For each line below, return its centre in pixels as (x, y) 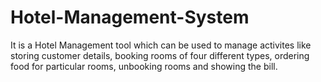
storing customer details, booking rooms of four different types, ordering (160, 55)
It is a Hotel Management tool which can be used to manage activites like (161, 45)
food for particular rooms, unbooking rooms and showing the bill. (144, 66)
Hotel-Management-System (130, 17)
